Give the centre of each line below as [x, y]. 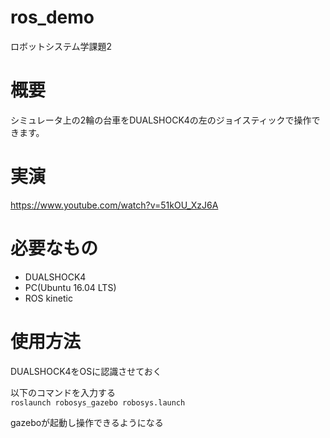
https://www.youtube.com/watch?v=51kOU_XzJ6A [114, 205]
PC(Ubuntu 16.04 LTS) [70, 287]
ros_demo [52, 17]
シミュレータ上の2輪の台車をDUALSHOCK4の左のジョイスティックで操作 [161, 120]
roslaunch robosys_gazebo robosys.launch [98, 402]
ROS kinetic [48, 298]
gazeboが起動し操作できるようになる [87, 422]
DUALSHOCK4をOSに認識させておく [86, 371]
